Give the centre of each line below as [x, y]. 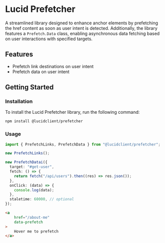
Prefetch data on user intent [41, 72]
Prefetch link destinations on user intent [53, 66]
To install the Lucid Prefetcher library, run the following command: [73, 112]
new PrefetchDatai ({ [27, 162]
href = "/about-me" [32, 217]
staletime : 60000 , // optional [42, 199]
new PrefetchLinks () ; [27, 153]
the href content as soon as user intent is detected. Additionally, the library [81, 28]
